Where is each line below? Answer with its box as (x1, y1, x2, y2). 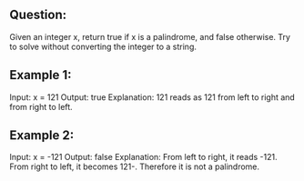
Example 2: (9, 127, 75, 144)
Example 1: (9, 67, 72, 83)
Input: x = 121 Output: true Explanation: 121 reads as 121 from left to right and (9, 91, 296, 103)
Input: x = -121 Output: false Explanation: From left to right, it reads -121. (9, 152, 278, 163)
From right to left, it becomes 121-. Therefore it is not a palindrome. (9, 161, 260, 172)
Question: (9, 7, 67, 23)
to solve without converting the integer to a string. (9, 41, 198, 52)
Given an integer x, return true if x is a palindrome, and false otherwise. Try (9, 31, 291, 42)
